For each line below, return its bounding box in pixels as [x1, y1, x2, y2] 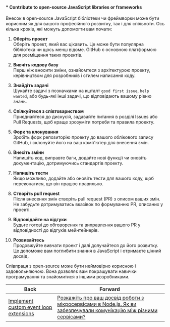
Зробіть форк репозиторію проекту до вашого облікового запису [13, 134, 153, 140]
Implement [8, 298, 34, 305]
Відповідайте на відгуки [13, 217, 67, 223]
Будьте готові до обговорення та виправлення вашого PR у [13, 222, 141, 228]
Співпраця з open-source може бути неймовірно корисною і [6, 263, 136, 269]
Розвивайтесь [13, 237, 44, 243]
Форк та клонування [13, 129, 59, 135]
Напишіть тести [13, 170, 48, 176]
